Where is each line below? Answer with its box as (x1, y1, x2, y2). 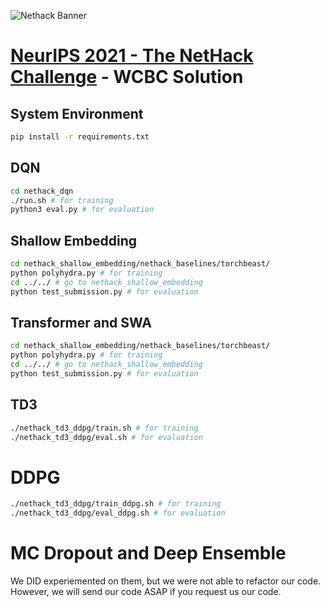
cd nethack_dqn (10, 186, 74, 196)
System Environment (10, 105, 144, 122)
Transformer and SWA (10, 315, 152, 332)
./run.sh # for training (10, 195, 114, 205)
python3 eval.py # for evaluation (10, 205, 155, 215)
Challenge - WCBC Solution (10, 66, 244, 89)
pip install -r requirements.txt (10, 132, 150, 142)
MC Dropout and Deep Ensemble (10, 542, 287, 565)
